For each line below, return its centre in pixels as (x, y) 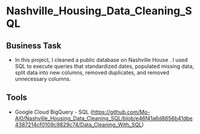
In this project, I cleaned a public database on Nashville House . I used (101, 60)
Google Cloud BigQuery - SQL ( (53, 112)
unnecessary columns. (43, 79)
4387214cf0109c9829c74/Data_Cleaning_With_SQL (78, 124)
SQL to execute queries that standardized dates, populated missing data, (104, 66)
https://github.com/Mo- (121, 112)
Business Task (34, 46)
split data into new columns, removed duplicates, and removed (92, 72)
